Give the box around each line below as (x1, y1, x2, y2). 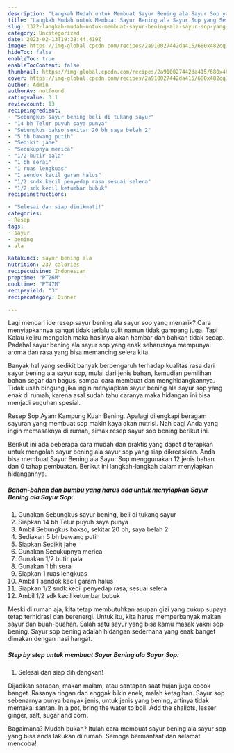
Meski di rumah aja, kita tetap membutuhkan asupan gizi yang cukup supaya (8, 605, 227, 613)
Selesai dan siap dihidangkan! (17, 668, 103, 677)
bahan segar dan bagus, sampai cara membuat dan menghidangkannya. (8, 376, 215, 385)
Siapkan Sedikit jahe (17, 540, 76, 549)
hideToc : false (8, 49, 52, 56)
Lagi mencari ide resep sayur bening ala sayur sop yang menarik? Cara (8, 319, 211, 327)
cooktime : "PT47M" (8, 281, 61, 288)
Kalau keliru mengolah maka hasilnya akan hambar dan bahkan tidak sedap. (8, 333, 225, 342)
